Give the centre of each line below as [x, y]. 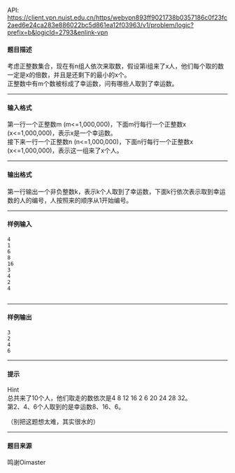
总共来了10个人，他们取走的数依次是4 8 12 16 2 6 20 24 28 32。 [99, 398]
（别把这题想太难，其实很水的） [53, 422]
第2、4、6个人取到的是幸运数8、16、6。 [66, 407]
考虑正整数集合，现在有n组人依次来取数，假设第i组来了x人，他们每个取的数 [116, 66]
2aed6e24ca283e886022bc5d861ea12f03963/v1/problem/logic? [101, 25]
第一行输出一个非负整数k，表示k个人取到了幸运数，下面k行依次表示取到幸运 [116, 191]
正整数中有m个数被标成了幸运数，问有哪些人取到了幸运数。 [93, 84]
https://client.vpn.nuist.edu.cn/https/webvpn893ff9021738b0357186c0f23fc [117, 17]
